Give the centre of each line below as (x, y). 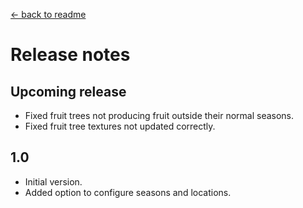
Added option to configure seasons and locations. (128, 192)
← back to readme (48, 14)
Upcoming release (68, 91)
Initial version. (53, 181)
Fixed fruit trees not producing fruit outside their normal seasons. (159, 115)
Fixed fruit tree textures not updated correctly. (120, 126)
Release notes (70, 55)
